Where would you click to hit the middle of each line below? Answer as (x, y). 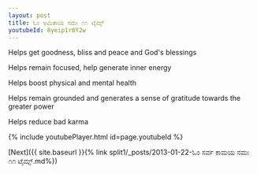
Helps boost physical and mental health (72, 83)
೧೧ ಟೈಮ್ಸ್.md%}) (33, 161)
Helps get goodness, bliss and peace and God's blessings (102, 53)
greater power (31, 106)
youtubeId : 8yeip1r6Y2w (47, 30)
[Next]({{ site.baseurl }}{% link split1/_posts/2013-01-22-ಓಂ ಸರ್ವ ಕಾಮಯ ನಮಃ (129, 152)
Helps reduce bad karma (48, 122)
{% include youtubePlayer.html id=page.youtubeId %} (96, 137)
